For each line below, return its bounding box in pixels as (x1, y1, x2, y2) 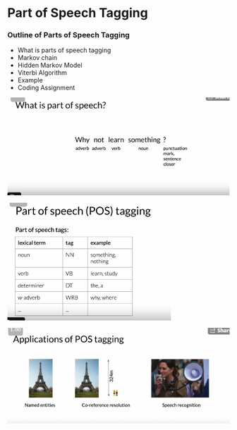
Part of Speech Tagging (7, 5, 148, 21)
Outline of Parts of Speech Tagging (7, 30, 130, 40)
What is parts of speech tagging (17, 46, 111, 54)
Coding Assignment (17, 83, 75, 92)
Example (17, 76, 44, 85)
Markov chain (17, 54, 58, 62)
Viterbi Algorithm (17, 68, 67, 77)
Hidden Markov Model (17, 61, 83, 70)
